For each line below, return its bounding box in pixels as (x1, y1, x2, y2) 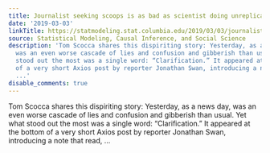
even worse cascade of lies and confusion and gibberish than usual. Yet (8, 110, 247, 119)
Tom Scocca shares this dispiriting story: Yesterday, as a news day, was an (8, 101, 257, 111)
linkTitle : (8, 27, 45, 35)
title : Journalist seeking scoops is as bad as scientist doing (8, 11, 228, 20)
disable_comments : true (8, 79, 88, 87)
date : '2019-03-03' (8, 19, 74, 27)
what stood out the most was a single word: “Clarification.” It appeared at (8, 118, 251, 128)
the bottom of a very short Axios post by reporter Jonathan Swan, (8, 126, 227, 137)
